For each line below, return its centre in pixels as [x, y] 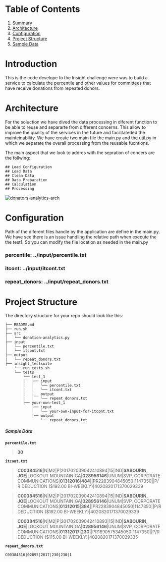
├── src [13, 334]
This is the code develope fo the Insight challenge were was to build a [76, 77]
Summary [22, 23]
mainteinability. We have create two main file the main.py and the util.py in [81, 138]
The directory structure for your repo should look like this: [64, 316]
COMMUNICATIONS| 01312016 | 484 [54, 481]
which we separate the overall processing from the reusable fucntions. [77, 143]
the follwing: [18, 158]
